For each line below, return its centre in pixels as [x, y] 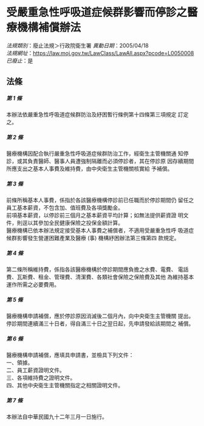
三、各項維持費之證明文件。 [41, 378]
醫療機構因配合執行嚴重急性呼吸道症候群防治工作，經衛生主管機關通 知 [95, 154]
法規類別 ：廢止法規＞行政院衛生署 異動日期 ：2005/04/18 [77, 45]
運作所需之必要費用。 [33, 285]
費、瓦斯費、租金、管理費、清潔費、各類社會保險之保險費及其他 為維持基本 [100, 277]
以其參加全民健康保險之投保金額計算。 [75, 223]
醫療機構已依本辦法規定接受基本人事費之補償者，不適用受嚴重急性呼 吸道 [97, 230]
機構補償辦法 [49, 28]
